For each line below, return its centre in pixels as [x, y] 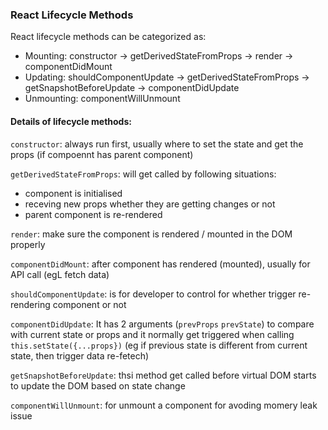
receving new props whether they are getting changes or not [150, 204]
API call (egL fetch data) [60, 274]
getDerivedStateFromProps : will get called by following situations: [143, 174]
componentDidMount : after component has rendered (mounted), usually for [160, 264]
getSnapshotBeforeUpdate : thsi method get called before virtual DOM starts [163, 375]
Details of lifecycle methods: [71, 121]
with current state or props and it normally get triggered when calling [152, 334]
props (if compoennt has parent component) [102, 154]
